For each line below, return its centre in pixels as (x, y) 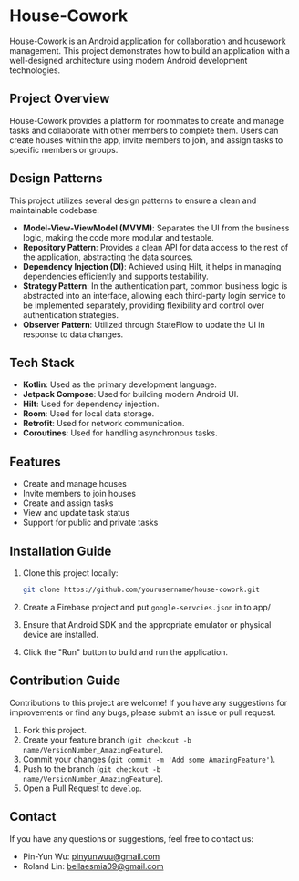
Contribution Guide (65, 681)
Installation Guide (61, 551)
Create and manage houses (75, 484)
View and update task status (76, 513)
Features (35, 461)
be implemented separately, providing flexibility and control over (144, 305)
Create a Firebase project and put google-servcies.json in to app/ (147, 607)
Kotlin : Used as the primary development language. (119, 384)
